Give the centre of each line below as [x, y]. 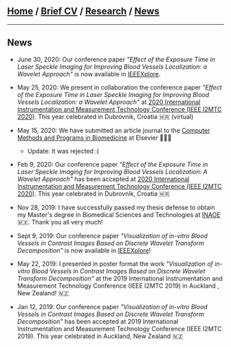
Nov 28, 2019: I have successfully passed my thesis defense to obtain [116, 207]
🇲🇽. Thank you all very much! [60, 222]
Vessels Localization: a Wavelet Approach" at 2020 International [109, 102]
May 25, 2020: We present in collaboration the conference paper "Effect [119, 87]
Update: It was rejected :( [63, 151]
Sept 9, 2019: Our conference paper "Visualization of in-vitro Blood [112, 235]
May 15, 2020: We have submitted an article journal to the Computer [113, 130]
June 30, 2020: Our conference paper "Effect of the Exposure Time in [116, 59]
